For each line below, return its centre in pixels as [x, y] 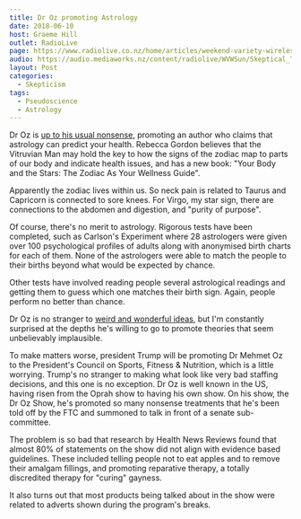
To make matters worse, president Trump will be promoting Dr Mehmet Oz [146, 356]
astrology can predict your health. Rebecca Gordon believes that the [135, 145]
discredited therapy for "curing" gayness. [86, 478]
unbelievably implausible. [56, 339]
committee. [30, 422]
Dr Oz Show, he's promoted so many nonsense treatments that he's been [144, 403]
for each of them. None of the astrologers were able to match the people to [148, 256]
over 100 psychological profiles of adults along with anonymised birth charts [150, 246]
